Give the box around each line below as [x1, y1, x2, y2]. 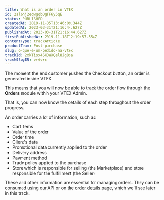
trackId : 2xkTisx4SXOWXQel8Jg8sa [5, 52, 73, 58]
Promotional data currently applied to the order [12, 144, 107, 150]
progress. [5, 105, 24, 111]
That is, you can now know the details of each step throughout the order [5, 100, 151, 105]
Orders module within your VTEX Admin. [5, 90, 87, 96]
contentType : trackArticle [5, 39, 60, 44]
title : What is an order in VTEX [5, 7, 73, 12]
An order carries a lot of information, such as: [5, 114, 97, 120]
